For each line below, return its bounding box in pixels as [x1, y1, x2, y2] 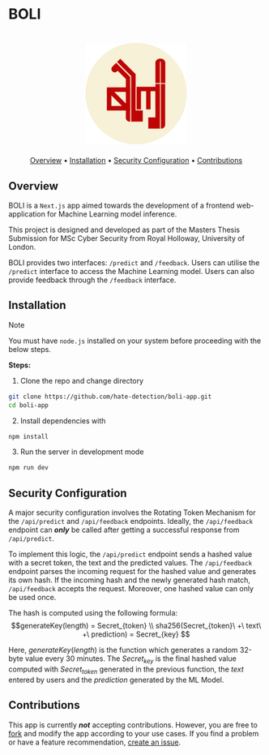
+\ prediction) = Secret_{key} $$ [82, 629, 190, 639]
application [8, 209, 46, 219]
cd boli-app [8, 401, 49, 410]
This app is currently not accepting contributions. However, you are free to [8, 719, 258, 730]
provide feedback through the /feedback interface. [8, 275, 177, 285]
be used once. [8, 593, 57, 603]
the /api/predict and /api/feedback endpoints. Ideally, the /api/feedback [8, 517, 254, 526]
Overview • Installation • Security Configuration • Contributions [29, 156, 243, 165]
